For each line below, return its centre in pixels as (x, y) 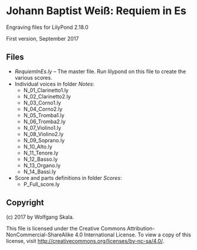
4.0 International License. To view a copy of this (133, 235)
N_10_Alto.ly (38, 146)
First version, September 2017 (42, 38)
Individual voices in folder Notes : (54, 84)
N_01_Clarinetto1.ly (46, 90)
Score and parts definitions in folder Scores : (68, 177)
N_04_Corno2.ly (43, 109)
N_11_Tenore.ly (41, 153)
